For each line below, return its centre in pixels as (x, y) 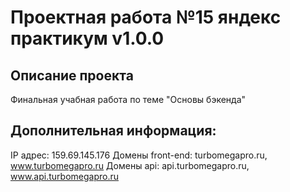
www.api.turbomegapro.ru (65, 176)
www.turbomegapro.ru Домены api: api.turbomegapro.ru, (130, 165)
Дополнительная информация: (113, 131)
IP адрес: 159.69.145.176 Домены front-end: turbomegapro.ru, (139, 155)
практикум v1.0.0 (87, 38)
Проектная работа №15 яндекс (146, 17)
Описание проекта (72, 75)
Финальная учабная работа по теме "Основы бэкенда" (128, 99)
